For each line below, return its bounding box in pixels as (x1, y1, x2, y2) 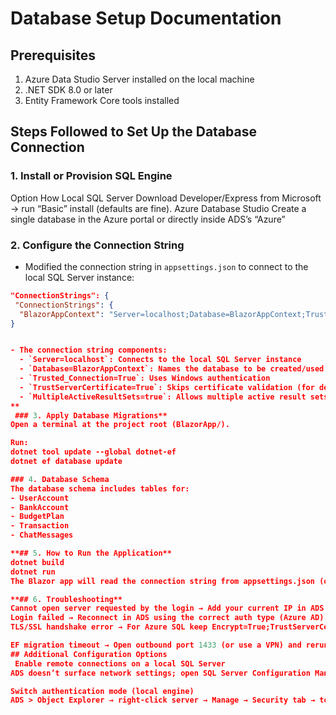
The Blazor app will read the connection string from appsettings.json (10, 576, 315, 586)
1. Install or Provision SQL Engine (10, 169, 173, 183)
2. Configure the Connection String (10, 238, 185, 252)
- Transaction (10, 521, 70, 531)
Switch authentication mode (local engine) (10, 686, 195, 696)
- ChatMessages (10, 530, 74, 541)
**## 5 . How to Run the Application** (10, 548, 172, 559)
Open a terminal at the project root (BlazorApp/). (10, 420, 230, 430)
